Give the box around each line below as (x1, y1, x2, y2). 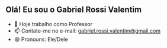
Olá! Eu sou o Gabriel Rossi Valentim (5, 5, 142, 15)
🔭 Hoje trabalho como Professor (14, 20, 93, 27)
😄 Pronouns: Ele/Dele (14, 36, 69, 43)
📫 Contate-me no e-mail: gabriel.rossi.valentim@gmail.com (14, 27, 161, 34)
